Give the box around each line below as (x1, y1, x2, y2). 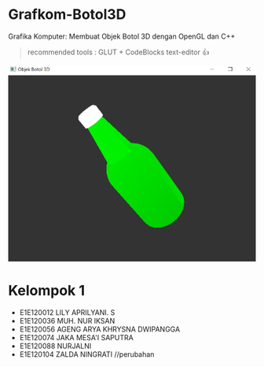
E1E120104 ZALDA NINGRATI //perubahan (19, 350, 155, 359)
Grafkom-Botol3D (8, 6, 126, 24)
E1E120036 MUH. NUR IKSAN (19, 317, 115, 326)
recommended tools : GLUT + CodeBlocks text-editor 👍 (27, 47, 210, 57)
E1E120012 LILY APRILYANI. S (19, 308, 115, 317)
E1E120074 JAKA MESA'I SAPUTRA (19, 333, 134, 343)
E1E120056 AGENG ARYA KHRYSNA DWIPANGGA (19, 324, 181, 334)
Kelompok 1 (8, 282, 85, 300)
